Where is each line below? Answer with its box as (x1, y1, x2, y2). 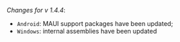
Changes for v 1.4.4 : (6, 6, 66, 14)
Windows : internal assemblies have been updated (16, 27, 157, 35)
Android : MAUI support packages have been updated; (16, 20, 174, 27)
